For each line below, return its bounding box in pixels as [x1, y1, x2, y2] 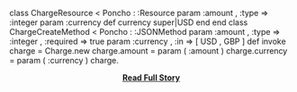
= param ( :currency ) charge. [9, 55, 119, 65]
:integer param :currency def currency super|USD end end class [9, 17, 248, 28]
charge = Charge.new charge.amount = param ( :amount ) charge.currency [9, 46, 288, 56]
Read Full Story [121, 72, 181, 83]
